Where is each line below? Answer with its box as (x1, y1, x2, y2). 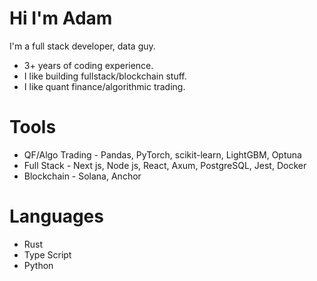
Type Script (23, 248, 72, 261)
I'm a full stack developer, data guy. (9, 40, 156, 52)
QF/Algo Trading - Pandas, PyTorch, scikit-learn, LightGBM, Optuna (23, 148, 302, 161)
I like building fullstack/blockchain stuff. (23, 70, 187, 82)
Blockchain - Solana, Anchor (23, 170, 142, 182)
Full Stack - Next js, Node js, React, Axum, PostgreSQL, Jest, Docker (23, 159, 307, 171)
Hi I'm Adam (9, 7, 113, 30)
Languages (9, 205, 104, 228)
